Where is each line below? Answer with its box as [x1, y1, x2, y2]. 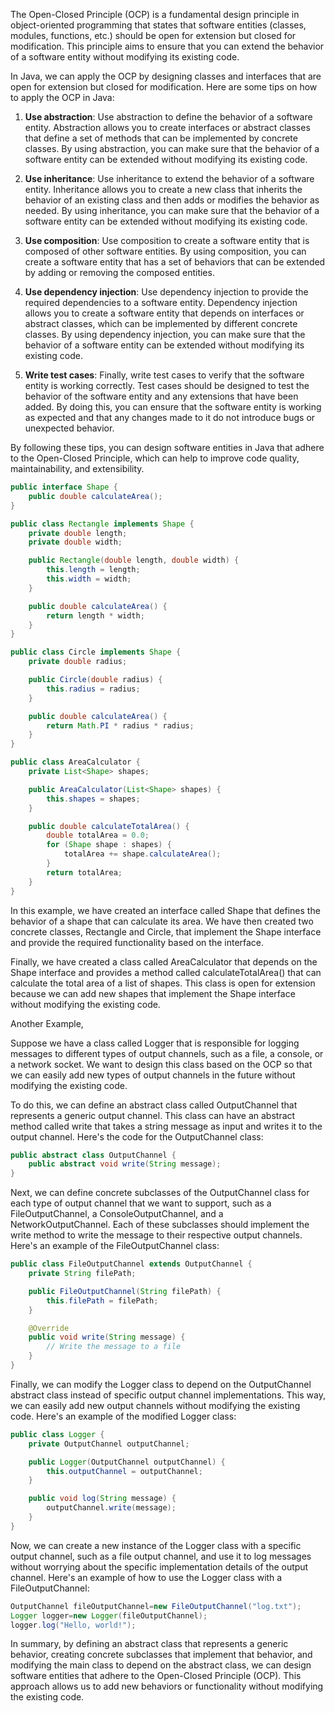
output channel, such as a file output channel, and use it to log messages [10, 1550, 312, 1562]
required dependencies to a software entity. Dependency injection [24, 297, 298, 308]
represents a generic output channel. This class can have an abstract [10, 1109, 296, 1121]
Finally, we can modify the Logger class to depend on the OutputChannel [10, 1378, 312, 1390]
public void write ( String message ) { [28, 1332, 186, 1343]
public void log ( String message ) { [28, 1494, 177, 1504]
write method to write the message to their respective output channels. [10, 1229, 303, 1241]
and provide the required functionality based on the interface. [10, 936, 265, 948]
